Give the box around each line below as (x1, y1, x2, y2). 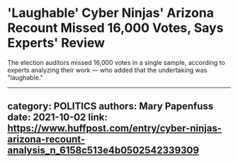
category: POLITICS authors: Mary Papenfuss (7, 100, 214, 112)
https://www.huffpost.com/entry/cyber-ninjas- (7, 122, 222, 135)
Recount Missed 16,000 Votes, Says (7, 20, 224, 36)
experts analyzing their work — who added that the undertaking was (7, 66, 208, 74)
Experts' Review (7, 35, 105, 51)
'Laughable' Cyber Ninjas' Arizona (7, 5, 215, 21)
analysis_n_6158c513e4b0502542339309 (7, 145, 200, 157)
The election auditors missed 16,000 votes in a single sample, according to (7, 58, 225, 66)
